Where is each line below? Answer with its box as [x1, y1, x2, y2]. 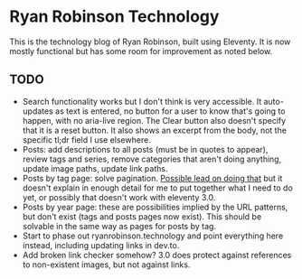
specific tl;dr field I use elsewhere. [22, 134, 151, 145]
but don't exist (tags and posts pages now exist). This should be [22, 210, 262, 222]
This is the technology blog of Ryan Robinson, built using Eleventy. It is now [9, 36, 291, 47]
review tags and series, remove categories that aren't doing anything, [22, 153, 282, 164]
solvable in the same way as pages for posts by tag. [22, 220, 217, 231]
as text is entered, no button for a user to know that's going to [55, 106, 286, 116]
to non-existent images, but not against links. [22, 259, 191, 270]
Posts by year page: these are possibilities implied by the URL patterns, [22, 201, 288, 212]
